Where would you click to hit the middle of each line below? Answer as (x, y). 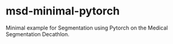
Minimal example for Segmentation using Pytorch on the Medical (87, 28)
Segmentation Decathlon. (37, 34)
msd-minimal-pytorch (63, 11)
